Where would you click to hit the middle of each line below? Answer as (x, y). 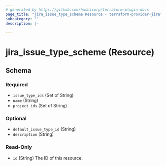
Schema (18, 70)
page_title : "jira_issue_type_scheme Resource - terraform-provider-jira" (84, 14)
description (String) (33, 134)
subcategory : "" (22, 19)
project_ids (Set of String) (40, 106)
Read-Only (19, 147)
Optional (16, 118)
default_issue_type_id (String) (44, 129)
